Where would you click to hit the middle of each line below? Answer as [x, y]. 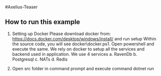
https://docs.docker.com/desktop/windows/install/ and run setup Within [84, 38]
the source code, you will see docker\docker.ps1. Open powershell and [83, 44]
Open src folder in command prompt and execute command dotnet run [83, 68]
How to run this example [43, 22]
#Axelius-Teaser [21, 7]
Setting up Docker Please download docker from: [61, 34]
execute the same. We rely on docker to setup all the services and [78, 49]
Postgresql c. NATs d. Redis [40, 59]
